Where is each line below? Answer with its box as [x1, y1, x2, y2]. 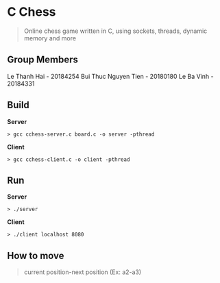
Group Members [7, 54, 79, 66]
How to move [7, 249, 64, 261]
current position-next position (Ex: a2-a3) [23, 268, 142, 276]
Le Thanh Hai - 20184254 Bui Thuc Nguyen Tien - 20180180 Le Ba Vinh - [7, 72, 214, 80]
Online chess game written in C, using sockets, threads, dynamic [23, 27, 208, 35]
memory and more [23, 34, 77, 42]
